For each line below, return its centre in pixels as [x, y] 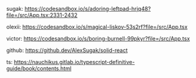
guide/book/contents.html [39, 68]
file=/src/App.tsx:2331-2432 [42, 15]
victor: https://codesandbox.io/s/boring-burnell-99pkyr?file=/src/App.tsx [98, 38]
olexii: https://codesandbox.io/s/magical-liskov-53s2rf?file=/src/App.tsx [97, 27]
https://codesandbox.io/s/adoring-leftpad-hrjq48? [88, 9]
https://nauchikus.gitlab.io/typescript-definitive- [74, 62]
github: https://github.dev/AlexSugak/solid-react [67, 50]
